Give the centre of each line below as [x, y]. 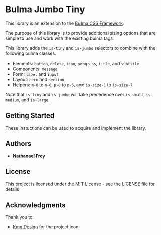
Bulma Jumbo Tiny [45, 9]
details [12, 189]
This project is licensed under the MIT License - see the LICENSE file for [80, 184]
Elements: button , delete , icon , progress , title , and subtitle [76, 63]
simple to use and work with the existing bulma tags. [60, 38]
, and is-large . [34, 100]
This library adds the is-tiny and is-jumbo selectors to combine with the [80, 48]
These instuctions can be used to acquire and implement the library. [76, 128]
